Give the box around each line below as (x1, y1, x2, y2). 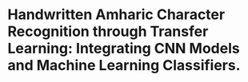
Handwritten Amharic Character (7, 6, 226, 24)
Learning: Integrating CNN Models (7, 40, 241, 57)
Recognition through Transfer (7, 22, 209, 41)
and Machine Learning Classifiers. (7, 57, 241, 75)
